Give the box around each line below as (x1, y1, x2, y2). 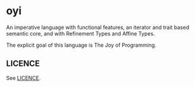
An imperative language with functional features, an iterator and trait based (6, 24, 190, 31)
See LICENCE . (6, 74, 41, 81)
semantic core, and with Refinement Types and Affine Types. (6, 30, 155, 37)
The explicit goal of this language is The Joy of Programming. (6, 41, 156, 49)
